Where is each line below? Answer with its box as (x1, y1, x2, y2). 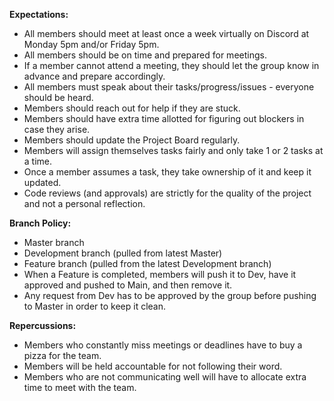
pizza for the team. (23, 350, 102, 361)
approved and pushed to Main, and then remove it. (23, 279, 233, 291)
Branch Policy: (9, 217, 72, 229)
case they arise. (23, 124, 91, 135)
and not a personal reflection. (23, 198, 146, 209)
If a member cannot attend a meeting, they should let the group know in (23, 60, 320, 71)
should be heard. (23, 92, 94, 103)
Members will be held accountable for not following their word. (23, 360, 283, 372)
